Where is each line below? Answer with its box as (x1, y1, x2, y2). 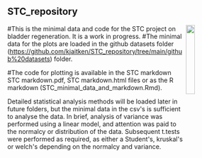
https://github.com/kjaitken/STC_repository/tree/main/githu (9, 47, 183, 55)
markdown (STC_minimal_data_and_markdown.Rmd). (7, 83, 163, 91)
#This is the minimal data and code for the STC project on (7, 24, 176, 33)
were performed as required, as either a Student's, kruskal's (7, 135, 183, 143)
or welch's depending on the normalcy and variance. (7, 142, 162, 151)
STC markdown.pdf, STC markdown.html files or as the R (7, 76, 174, 84)
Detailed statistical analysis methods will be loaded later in (7, 97, 178, 106)
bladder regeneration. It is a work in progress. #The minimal (7, 32, 182, 40)
